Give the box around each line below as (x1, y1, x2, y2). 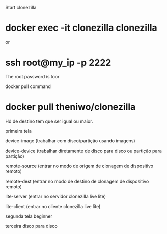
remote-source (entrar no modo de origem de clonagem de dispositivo (5, 163, 154, 169)
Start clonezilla (5, 5, 37, 10)
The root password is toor (5, 73, 60, 79)
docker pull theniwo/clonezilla (5, 101, 136, 113)
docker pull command (5, 83, 51, 90)
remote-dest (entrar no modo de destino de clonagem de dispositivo (5, 178, 149, 184)
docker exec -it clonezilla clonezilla (5, 22, 158, 34)
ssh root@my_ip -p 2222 (5, 57, 112, 68)
